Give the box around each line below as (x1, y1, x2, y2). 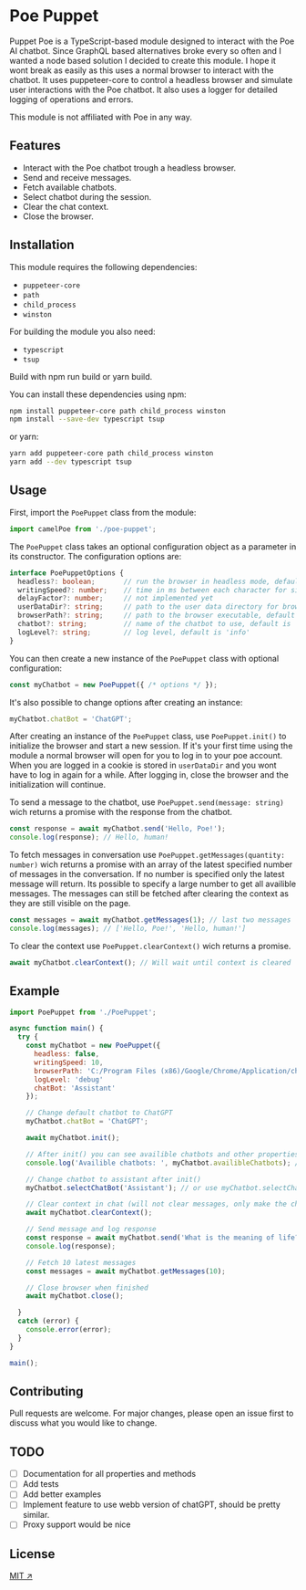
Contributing (9, 1384, 84, 1399)
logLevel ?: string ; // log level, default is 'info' (17, 627, 250, 637)
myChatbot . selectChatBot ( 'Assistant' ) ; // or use (25, 1183, 219, 1192)
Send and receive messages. (22, 172, 132, 183)
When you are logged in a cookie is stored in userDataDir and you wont (9, 759, 277, 771)
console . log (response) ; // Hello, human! (9, 832, 169, 842)
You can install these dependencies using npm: (9, 389, 187, 400)
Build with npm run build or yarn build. (9, 371, 153, 382)
